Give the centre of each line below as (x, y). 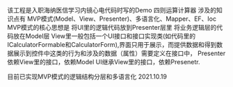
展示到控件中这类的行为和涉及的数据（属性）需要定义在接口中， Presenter (119, 53)
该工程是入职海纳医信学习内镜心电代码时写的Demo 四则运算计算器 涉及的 (112, 10)
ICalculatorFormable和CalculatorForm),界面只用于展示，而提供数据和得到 (112, 45)
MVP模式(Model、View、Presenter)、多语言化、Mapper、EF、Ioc (122, 19)
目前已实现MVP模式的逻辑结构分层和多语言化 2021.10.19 (87, 77)
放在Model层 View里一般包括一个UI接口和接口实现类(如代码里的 (104, 36)
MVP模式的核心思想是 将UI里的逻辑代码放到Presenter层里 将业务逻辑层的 (112, 27)
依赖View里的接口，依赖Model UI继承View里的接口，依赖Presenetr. (104, 62)
